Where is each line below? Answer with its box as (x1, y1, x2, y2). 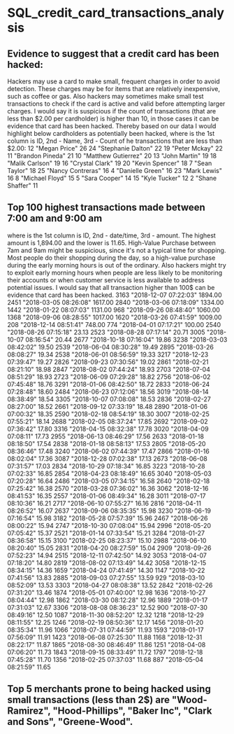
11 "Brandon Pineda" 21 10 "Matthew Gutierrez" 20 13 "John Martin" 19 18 (7, 152, 217, 160)
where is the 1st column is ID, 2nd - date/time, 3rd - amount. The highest (7, 231, 217, 240)
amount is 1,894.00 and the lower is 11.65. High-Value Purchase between (7, 238, 217, 247)
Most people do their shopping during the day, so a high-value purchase (7, 254, 216, 262)
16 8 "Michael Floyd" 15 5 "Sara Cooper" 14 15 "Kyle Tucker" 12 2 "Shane (7, 174, 217, 182)
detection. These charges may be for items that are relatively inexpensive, (7, 85, 220, 92)
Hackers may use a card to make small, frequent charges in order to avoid (7, 77, 220, 85)
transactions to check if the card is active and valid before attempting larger (7, 99, 226, 108)
